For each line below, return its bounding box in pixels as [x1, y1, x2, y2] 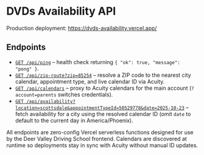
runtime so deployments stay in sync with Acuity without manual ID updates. [6, 142, 199, 149]
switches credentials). [57, 90, 113, 98]
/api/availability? [26, 98, 76, 104]
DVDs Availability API [6, 4, 116, 18]
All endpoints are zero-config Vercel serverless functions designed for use [6, 128, 194, 135]
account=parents [15, 92, 57, 98]
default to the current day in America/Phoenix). [15, 117, 134, 124]
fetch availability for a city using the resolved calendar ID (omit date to [15, 110, 191, 117]
